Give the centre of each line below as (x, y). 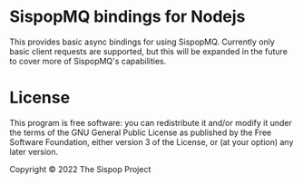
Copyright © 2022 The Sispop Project (80, 169)
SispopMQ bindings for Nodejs (127, 17)
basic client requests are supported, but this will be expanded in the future (149, 51)
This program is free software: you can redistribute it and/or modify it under (151, 122)
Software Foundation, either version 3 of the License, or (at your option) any (151, 141)
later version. (34, 151)
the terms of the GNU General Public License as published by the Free (141, 132)
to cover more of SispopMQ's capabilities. (88, 61)
